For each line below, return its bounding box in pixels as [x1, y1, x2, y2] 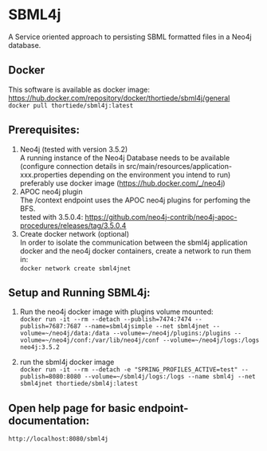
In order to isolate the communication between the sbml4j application [19, 237, 248, 247]
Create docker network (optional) [19, 229, 130, 238]
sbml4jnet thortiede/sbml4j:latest [19, 380, 139, 388]
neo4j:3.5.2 [19, 343, 60, 351]
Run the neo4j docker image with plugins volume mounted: [19, 307, 214, 316]
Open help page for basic [8, 401, 136, 415]
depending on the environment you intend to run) [69, 170, 231, 179]
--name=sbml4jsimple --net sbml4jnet [84, 323, 210, 331]
